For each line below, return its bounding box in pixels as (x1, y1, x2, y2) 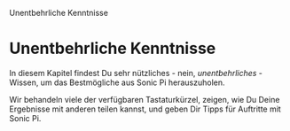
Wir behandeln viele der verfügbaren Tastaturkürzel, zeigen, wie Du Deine (9, 94, 280, 104)
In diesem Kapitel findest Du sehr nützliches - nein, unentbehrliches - (9, 67, 263, 78)
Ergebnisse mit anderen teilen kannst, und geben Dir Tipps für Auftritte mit (9, 104, 281, 114)
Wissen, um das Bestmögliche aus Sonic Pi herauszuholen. (9, 77, 225, 88)
